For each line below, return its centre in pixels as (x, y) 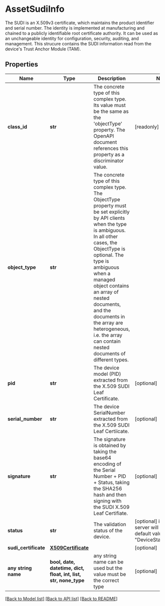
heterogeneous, (112, 329)
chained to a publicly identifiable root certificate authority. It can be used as (82, 33)
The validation (110, 524)
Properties (22, 64)
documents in (109, 317)
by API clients (109, 218)
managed (104, 280)
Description (112, 78)
